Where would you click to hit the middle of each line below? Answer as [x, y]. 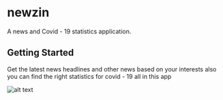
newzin [28, 13]
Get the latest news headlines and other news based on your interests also [112, 69]
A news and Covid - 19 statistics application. [69, 31]
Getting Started [41, 53]
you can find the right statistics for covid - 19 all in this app [89, 76]
